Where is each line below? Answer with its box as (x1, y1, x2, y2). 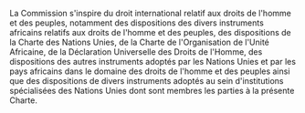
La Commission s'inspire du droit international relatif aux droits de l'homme (9, 8, 292, 18)
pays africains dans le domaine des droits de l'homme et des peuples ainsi (9, 66, 290, 77)
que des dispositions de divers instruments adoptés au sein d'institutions (9, 76, 284, 86)
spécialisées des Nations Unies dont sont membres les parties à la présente (9, 86, 295, 96)
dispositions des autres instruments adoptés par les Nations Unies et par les (9, 56, 297, 67)
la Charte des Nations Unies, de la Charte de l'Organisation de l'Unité (9, 36, 269, 47)
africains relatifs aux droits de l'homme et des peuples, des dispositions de (9, 27, 291, 37)
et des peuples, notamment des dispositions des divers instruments (9, 17, 265, 28)
